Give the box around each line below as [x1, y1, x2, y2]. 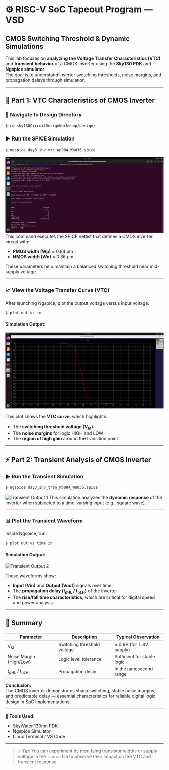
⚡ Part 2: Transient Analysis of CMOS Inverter [5, 455, 151, 464]
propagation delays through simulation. [5, 77, 87, 83]
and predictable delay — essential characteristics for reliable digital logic [5, 693, 156, 699]
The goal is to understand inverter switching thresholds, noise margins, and [5, 72, 162, 78]
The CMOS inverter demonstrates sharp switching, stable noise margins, [5, 687, 156, 693]
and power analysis [12, 599, 53, 605]
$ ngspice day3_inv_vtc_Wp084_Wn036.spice [5, 147, 96, 152]
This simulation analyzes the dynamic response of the [49, 494, 162, 500]
